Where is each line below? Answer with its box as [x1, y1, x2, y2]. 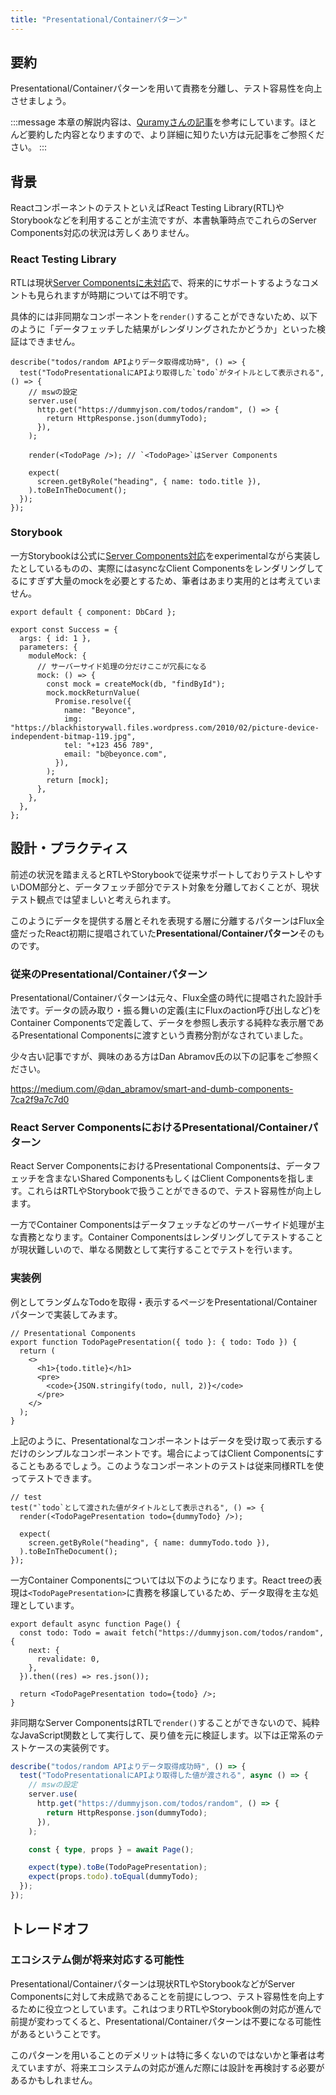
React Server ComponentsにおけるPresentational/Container [10, 1120, 308, 1134]
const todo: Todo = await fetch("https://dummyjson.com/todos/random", [19, 1627, 325, 1638]
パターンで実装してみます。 [10, 1308, 123, 1320]
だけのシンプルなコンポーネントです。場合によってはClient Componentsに [10, 1447, 316, 1459]
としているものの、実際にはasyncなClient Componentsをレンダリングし [18, 562, 315, 574]
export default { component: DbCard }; [10, 607, 177, 617]
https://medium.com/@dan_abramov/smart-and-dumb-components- [10, 1082, 294, 1095]
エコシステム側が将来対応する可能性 [10, 1953, 185, 1967]
